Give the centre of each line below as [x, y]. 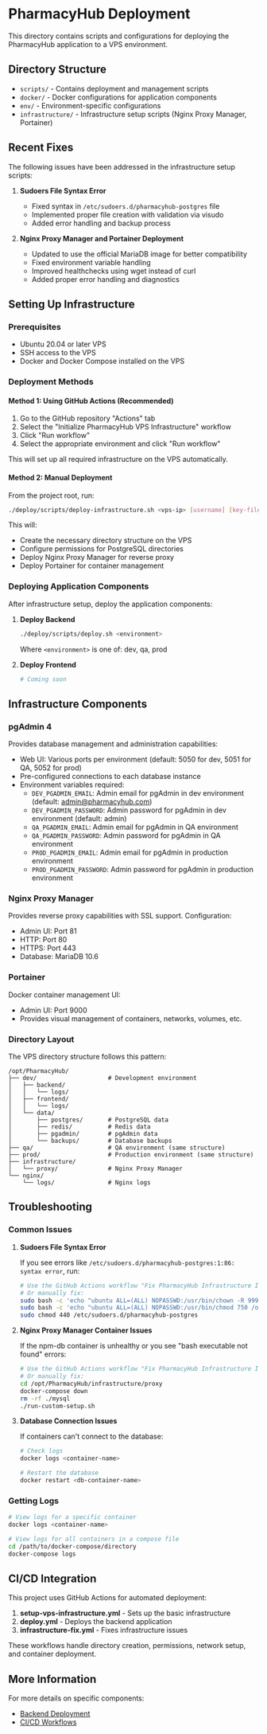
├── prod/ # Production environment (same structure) [131, 1155]
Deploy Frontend [48, 664]
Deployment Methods [51, 382]
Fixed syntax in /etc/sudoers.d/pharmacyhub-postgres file [126, 206]
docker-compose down [54, 1391]
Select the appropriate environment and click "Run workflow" [120, 444]
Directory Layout [41, 1039]
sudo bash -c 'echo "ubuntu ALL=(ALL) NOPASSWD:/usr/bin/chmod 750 [133, 1308]
